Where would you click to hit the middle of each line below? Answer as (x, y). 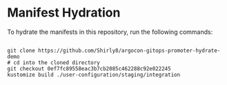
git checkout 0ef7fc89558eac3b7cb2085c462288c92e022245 (89, 68)
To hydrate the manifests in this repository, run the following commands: (110, 32)
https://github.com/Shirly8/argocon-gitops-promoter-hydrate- (129, 50)
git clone (21, 50)
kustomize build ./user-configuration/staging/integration (94, 75)
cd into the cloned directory (57, 63)
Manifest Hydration (64, 13)
